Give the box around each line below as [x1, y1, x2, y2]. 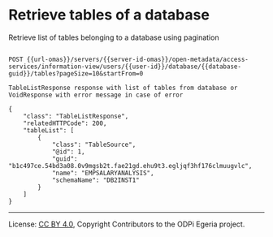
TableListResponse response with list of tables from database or [8, 84, 238, 92]
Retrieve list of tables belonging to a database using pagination [8, 32, 219, 42]
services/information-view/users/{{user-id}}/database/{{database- [8, 62, 242, 71]
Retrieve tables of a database [8, 6, 210, 24]
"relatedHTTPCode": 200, [23, 119, 107, 127]
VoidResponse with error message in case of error [8, 91, 184, 99]
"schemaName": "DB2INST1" [51, 176, 140, 184]
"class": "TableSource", [51, 140, 136, 149]
